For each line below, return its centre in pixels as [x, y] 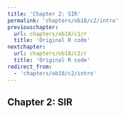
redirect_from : [30, 67]
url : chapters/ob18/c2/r [50, 54]
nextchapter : [27, 47]
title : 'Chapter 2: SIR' [44, 14]
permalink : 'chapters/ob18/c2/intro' [63, 21]
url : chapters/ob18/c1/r [50, 34]
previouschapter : [33, 27]
